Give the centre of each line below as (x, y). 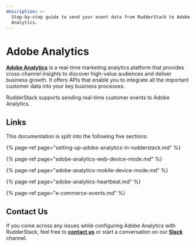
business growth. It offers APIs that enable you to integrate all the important (97, 80)
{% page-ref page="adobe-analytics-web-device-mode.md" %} (84, 159)
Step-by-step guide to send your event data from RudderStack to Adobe (101, 17)
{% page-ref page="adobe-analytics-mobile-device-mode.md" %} (87, 170)
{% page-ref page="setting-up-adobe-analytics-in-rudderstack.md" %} (93, 148)
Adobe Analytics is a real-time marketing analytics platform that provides (95, 67)
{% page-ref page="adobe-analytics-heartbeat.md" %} (74, 182)
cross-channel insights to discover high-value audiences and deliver (89, 74)
